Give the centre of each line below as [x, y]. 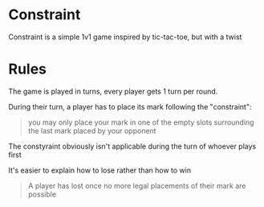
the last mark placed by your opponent [92, 130]
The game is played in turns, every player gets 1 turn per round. [113, 91]
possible [42, 194]
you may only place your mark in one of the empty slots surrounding [141, 122]
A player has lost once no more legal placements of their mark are [137, 185]
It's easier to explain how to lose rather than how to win [100, 170]
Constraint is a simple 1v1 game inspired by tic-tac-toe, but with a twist [125, 37]
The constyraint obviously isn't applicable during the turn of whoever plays [132, 146]
